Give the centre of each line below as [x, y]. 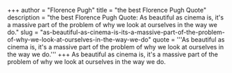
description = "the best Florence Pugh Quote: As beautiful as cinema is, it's [116, 17]
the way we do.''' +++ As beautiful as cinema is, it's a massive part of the [113, 54]
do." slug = [23, 32]
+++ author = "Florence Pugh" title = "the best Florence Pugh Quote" [107, 10]
